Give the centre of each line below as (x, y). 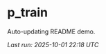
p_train (28, 13)
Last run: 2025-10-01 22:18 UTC (53, 44)
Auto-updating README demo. (51, 31)
